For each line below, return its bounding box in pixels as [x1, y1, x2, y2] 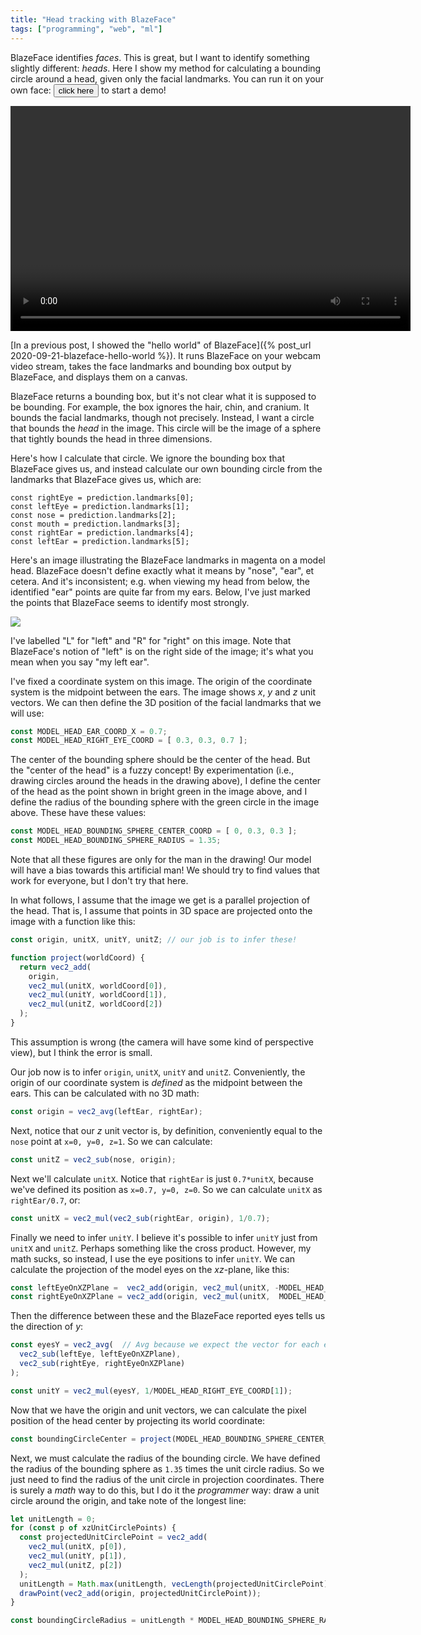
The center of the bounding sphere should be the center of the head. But [10, 754, 311, 766]
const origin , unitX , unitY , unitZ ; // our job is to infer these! [10, 935, 298, 945]
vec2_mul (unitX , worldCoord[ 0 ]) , [28, 981, 168, 991]
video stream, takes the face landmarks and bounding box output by [10, 360, 292, 372]
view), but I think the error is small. [10, 1046, 153, 1058]
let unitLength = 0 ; [10, 1514, 97, 1524]
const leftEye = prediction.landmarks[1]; [10, 501, 190, 511]
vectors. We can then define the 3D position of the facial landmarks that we [10, 696, 322, 708]
